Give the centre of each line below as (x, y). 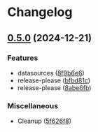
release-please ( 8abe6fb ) (54, 87)
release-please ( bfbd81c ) (54, 80)
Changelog (40, 12)
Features (23, 58)
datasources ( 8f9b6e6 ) (51, 73)
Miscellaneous (33, 105)
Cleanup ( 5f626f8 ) (44, 121)
